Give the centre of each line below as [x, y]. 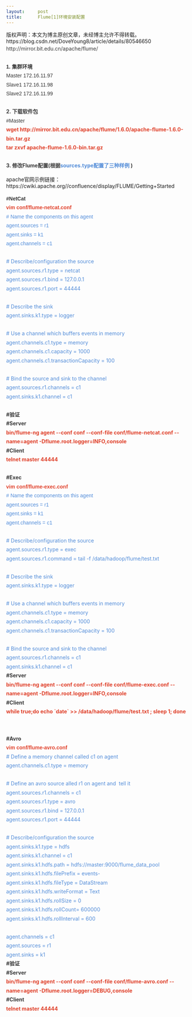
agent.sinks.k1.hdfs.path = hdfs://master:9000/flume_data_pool [83, 864]
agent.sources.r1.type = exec [41, 549]
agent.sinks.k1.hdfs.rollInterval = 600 [51, 918]
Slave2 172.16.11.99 [30, 94]
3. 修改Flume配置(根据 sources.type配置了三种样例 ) [70, 165]
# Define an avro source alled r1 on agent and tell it [68, 783]
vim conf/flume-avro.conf [37, 747]
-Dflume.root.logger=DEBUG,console [86, 991]
